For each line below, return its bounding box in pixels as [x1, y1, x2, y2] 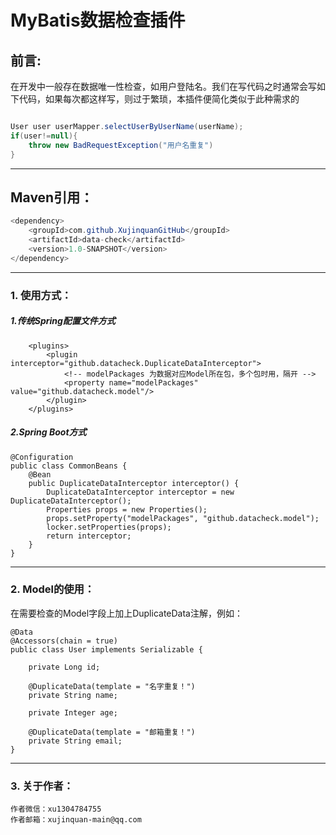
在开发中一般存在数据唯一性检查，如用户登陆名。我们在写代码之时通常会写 [10, 81, 317, 92]
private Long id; [28, 662, 101, 672]
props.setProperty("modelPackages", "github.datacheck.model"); [46, 513, 320, 523]
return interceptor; [46, 531, 132, 541]
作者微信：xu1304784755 [10, 804, 102, 815]
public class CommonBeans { [10, 461, 128, 471]
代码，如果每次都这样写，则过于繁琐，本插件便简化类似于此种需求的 [18, 93, 300, 105]
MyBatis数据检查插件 [10, 9, 186, 32]
